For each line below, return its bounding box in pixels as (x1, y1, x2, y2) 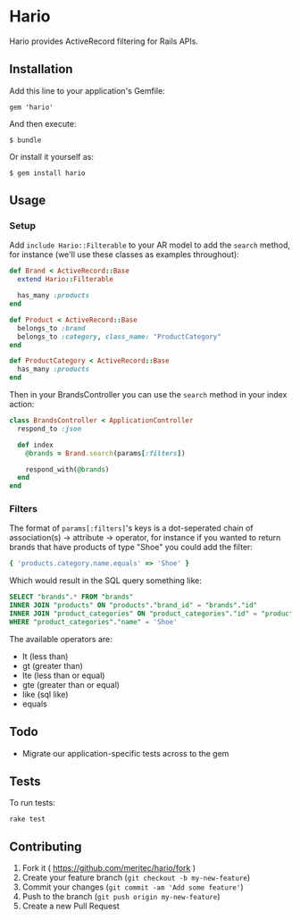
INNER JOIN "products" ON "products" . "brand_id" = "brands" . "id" (9, 601, 258, 610)
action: (9, 399, 35, 410)
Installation (9, 62, 73, 77)
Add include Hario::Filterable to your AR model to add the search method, (9, 239, 291, 251)
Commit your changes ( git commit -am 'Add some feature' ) (21, 882, 244, 892)
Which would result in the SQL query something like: (9, 575, 203, 586)
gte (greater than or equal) (21, 679, 121, 690)
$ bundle (9, 136, 42, 145)
